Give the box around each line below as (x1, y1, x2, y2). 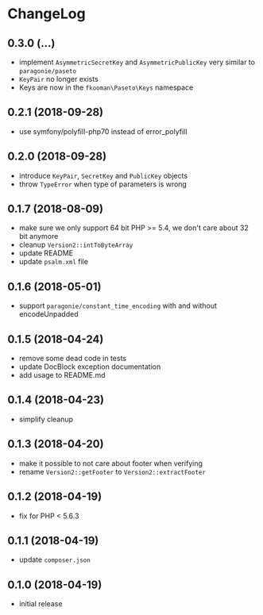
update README (18, 248, 73, 258)
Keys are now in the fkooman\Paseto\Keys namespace (18, 83, 194, 92)
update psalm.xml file (18, 257, 89, 267)
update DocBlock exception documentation (18, 362, 161, 371)
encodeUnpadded (18, 309, 79, 319)
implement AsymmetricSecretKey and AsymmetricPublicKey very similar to (18, 57, 256, 67)
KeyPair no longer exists (18, 75, 99, 83)
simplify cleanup (18, 414, 73, 424)
